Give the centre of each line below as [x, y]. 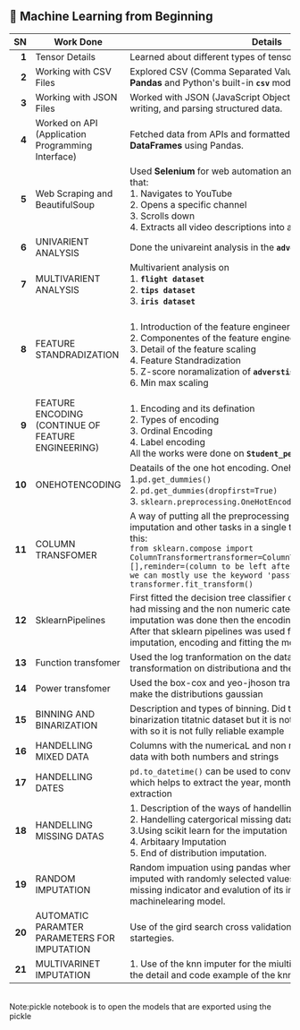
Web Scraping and [74, 193]
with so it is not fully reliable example [207, 731]
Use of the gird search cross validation [210, 926]
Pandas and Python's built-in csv [200, 82]
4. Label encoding [167, 442]
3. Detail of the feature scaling [193, 348]
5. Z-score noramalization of [190, 371]
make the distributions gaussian [196, 693]
